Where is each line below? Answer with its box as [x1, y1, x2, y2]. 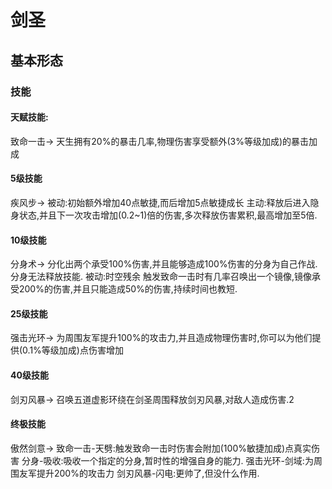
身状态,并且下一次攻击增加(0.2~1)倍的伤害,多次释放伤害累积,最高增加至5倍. [10, 209, 318, 221]
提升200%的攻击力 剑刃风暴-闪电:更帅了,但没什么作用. [36, 467, 260, 479]
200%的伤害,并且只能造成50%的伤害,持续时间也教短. [18, 283, 238, 295]
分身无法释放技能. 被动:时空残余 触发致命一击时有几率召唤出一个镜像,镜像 [10, 271, 312, 283]
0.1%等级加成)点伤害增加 [22, 344, 124, 356]
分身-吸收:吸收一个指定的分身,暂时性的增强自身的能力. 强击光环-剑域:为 [21, 454, 314, 466]
